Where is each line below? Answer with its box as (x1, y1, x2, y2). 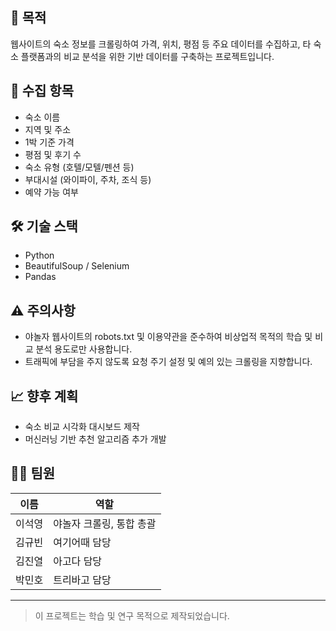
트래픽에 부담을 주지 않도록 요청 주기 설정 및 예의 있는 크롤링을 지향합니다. (24, 356, 313, 368)
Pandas (24, 271, 57, 283)
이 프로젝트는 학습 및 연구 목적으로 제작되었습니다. (34, 609, 230, 622)
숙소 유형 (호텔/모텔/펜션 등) (24, 161, 135, 173)
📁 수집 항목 (10, 83, 75, 100)
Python (24, 249, 55, 262)
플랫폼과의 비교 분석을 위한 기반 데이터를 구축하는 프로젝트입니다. (20, 50, 275, 62)
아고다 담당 (53, 554, 103, 568)
